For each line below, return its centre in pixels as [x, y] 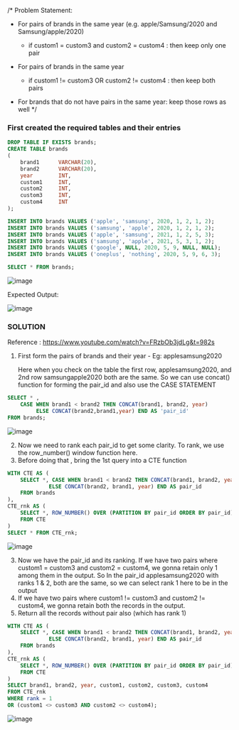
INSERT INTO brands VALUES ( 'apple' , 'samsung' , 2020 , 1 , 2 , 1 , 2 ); [111, 221]
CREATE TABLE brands [38, 149]
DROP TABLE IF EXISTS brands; [52, 143]
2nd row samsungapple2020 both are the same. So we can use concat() [124, 377]
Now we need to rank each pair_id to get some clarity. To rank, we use [121, 445]
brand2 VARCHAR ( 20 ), [59, 169]
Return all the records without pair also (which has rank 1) [102, 613]
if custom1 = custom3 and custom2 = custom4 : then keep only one [127, 45]
